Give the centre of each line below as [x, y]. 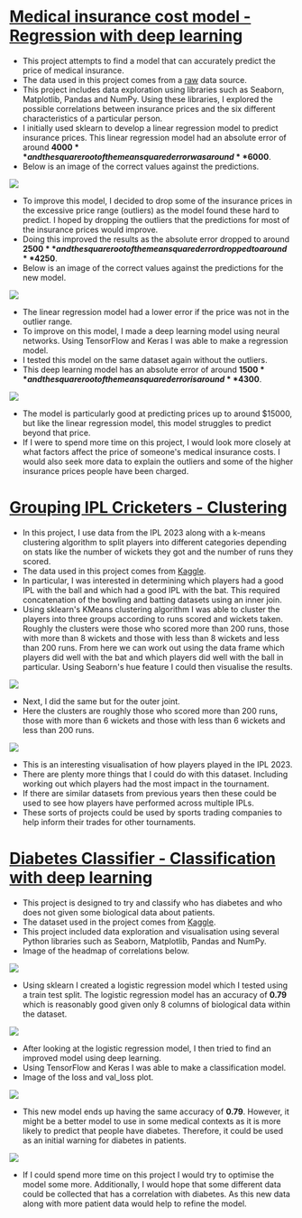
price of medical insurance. [73, 70]
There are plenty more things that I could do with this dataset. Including [155, 774]
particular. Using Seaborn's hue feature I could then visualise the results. [157, 666]
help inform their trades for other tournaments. [109, 822]
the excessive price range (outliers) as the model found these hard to [151, 210]
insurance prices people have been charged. [105, 470]
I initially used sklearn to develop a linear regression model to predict [150, 127]
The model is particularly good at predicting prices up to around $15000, [157, 414]
